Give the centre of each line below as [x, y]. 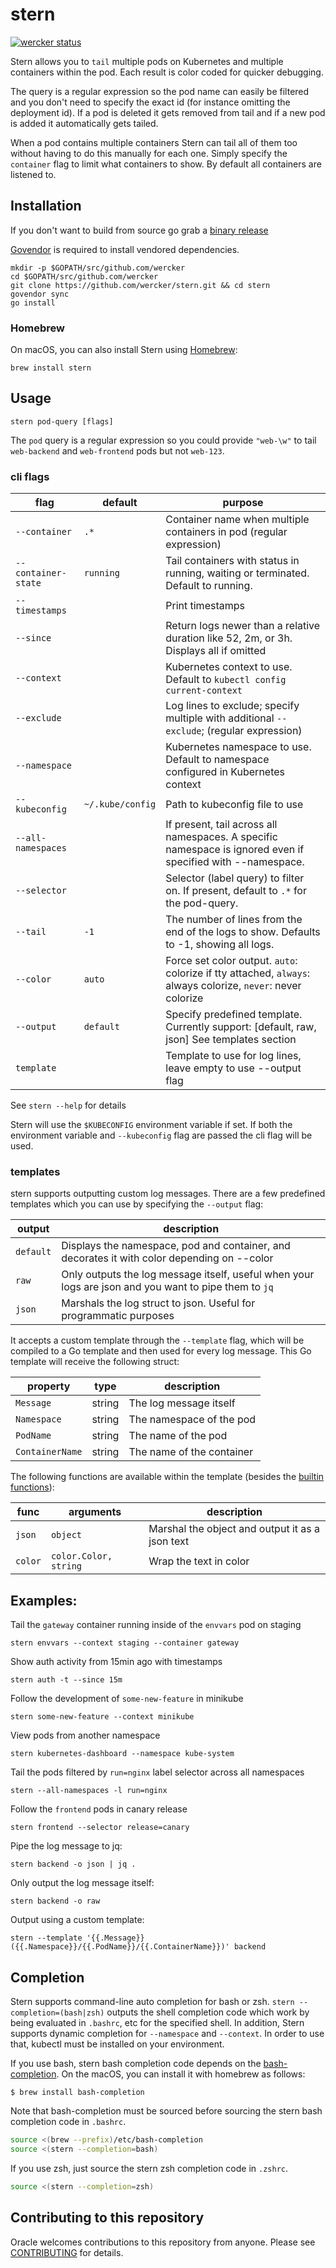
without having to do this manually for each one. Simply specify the [149, 153]
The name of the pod [178, 1436]
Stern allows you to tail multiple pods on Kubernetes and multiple [147, 61]
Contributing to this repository [107, 2218]
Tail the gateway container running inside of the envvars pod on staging [156, 1625]
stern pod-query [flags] [62, 421]
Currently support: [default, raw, [241, 1027]
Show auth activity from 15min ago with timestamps [116, 1662]
